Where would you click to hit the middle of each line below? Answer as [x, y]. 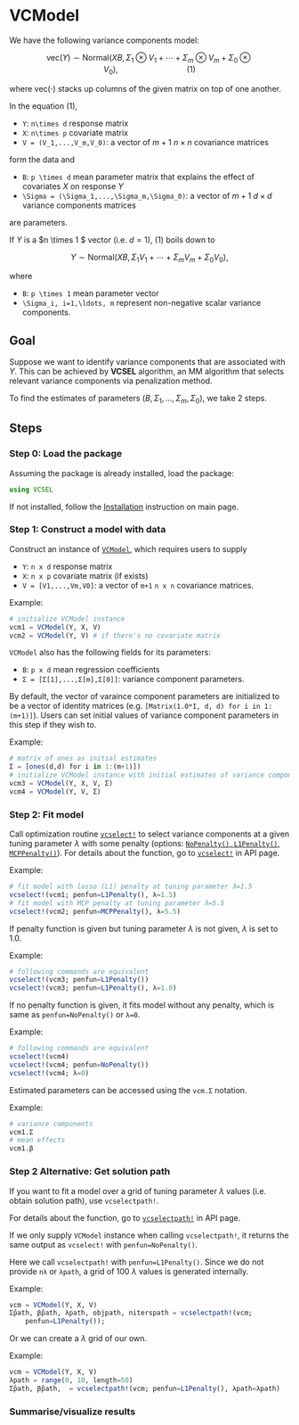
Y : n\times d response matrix [75, 123]
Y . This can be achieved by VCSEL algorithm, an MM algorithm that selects [147, 372]
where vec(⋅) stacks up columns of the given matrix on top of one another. [145, 88]
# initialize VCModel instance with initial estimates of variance [137, 775]
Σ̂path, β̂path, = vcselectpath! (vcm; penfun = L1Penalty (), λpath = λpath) [145, 1388]
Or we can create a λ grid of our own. [78, 1339]
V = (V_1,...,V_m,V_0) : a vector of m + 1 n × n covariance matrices [145, 142]
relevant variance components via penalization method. [111, 381]
